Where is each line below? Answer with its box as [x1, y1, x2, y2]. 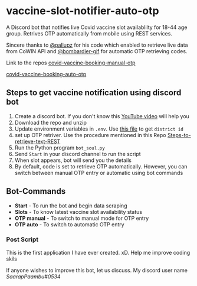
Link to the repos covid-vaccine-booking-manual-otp [6, 59, 136, 66]
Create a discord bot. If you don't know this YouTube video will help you [14, 112, 190, 119]
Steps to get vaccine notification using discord [6, 87, 182, 98]
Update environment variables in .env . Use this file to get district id [14, 125, 184, 132]
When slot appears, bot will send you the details [14, 157, 132, 164]
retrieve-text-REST [14, 138, 61, 145]
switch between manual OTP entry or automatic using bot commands [14, 169, 183, 176]
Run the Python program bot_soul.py [14, 144, 105, 151]
